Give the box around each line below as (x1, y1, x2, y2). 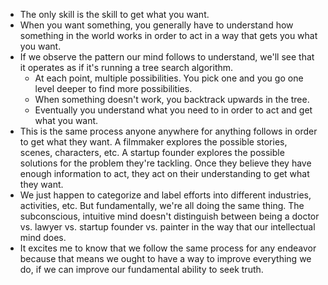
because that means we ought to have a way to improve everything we (19, 253, 312, 264)
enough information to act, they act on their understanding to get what (19, 168, 310, 179)
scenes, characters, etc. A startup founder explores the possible (19, 147, 285, 158)
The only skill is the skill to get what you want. (19, 9, 210, 20)
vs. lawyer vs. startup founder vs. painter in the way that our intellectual (19, 221, 316, 233)
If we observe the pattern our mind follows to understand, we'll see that (19, 51, 315, 63)
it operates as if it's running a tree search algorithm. (19, 62, 234, 73)
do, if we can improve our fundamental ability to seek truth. (19, 264, 264, 275)
